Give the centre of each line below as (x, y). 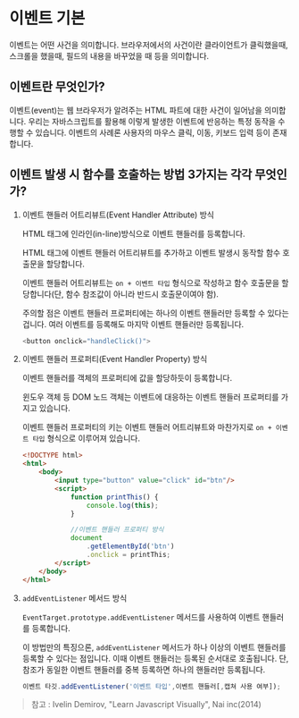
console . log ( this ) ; (122, 505)
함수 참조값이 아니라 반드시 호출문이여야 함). (142, 294)
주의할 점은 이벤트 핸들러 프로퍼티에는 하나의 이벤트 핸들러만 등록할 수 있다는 (156, 313)
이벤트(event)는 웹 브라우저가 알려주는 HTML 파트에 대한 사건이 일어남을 (136, 110)
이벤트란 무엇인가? (57, 87)
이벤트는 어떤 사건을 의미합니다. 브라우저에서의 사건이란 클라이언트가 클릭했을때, (149, 45)
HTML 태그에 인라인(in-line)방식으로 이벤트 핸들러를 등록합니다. (133, 233)
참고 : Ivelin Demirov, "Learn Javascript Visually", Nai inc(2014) (146, 705)
